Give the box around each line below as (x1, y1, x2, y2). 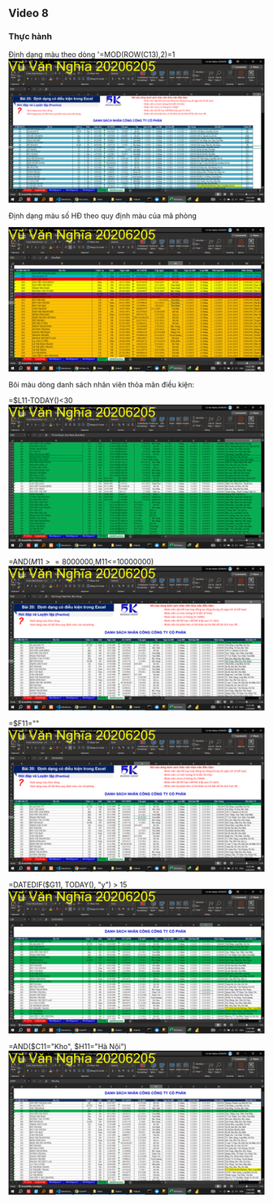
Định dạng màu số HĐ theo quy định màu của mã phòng (8, 211, 197, 221)
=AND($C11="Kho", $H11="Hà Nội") (8, 1041, 128, 1051)
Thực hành (8, 31, 53, 42)
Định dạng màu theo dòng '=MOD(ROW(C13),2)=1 (8, 49, 175, 59)
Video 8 (8, 7, 49, 20)
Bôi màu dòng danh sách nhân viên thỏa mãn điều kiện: (8, 379, 195, 389)
